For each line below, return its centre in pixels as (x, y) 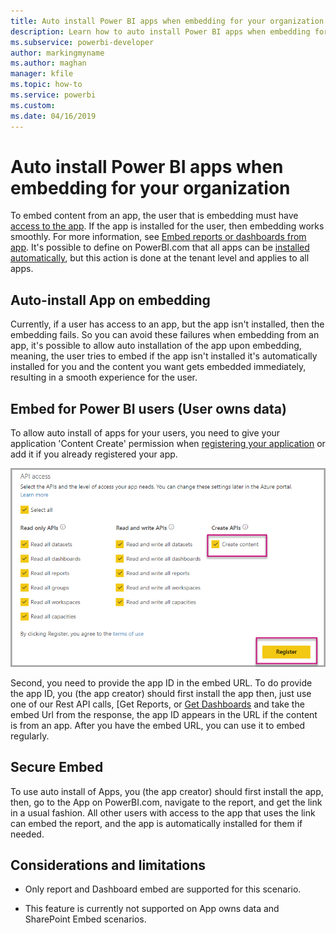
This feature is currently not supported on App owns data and (152, 909)
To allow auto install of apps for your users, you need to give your (145, 433)
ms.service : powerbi (53, 95)
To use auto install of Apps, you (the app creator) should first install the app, (167, 791)
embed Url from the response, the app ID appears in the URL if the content (164, 714)
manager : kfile (42, 74)
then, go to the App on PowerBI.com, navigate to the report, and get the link (166, 802)
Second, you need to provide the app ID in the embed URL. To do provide (161, 682)
